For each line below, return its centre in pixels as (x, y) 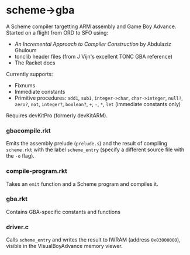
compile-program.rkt (37, 171)
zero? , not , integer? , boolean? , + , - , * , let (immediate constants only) (98, 104)
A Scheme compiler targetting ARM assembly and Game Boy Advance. (91, 26)
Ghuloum (25, 50)
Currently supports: (30, 74)
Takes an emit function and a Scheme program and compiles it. (82, 184)
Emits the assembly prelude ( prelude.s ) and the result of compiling (87, 144)
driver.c (18, 227)
